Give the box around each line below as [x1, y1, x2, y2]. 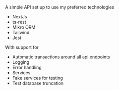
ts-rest [12, 19, 26, 25]
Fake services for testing [12, 75, 63, 81]
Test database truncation [12, 80, 63, 86]
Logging [12, 59, 30, 65]
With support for [5, 45, 39, 50]
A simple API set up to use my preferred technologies [5, 4, 115, 10]
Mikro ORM [12, 24, 36, 30]
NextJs [12, 14, 27, 19]
